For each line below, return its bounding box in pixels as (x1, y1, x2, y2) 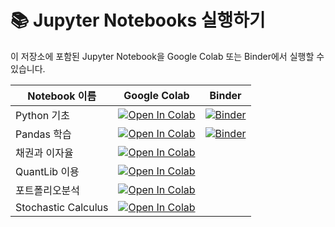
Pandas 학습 (15, 127, 72, 141)
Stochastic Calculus (15, 200, 109, 214)
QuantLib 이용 (15, 164, 80, 178)
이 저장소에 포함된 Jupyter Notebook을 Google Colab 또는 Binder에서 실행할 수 (10, 50, 325, 62)
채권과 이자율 (15, 146, 74, 160)
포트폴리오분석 (15, 183, 81, 197)
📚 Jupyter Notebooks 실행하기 (10, 9, 266, 32)
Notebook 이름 (27, 89, 97, 103)
